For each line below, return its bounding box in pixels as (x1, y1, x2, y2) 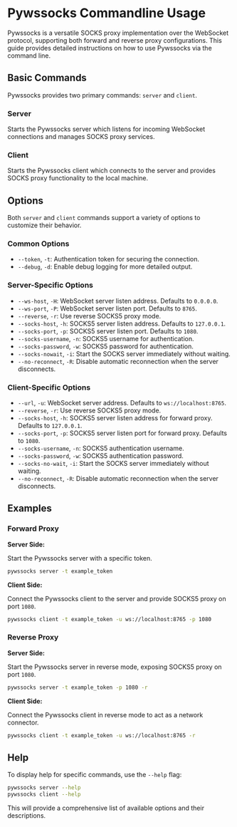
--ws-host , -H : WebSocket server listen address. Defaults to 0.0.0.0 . (17, 296, 218, 305)
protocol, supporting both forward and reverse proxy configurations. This (7, 36, 222, 44)
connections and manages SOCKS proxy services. (7, 132, 155, 141)
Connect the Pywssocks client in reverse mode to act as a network (7, 710, 204, 719)
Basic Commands (7, 72, 87, 84)
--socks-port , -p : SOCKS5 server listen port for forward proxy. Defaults (17, 429, 228, 437)
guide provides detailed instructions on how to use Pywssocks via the (7, 43, 212, 52)
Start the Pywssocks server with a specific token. (7, 553, 153, 562)
